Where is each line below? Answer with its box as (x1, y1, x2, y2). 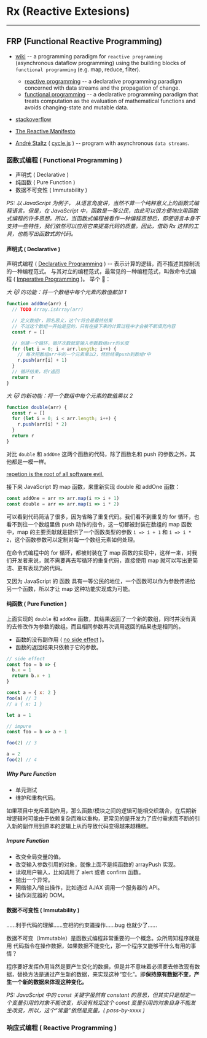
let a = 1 (6, 712, 32, 718)
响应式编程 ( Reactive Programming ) (6, 1024, 117, 1032)
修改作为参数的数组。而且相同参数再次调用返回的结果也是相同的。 (17, 622, 184, 630)
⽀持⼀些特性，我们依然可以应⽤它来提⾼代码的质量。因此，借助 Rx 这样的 (6, 222, 193, 230)
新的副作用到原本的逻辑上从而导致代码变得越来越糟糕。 (11, 822, 152, 830)
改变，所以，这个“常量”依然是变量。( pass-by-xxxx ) (11, 1007, 146, 1014)
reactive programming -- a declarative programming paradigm (24, 77, 182, 85)
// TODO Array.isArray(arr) (12, 306, 84, 313)
